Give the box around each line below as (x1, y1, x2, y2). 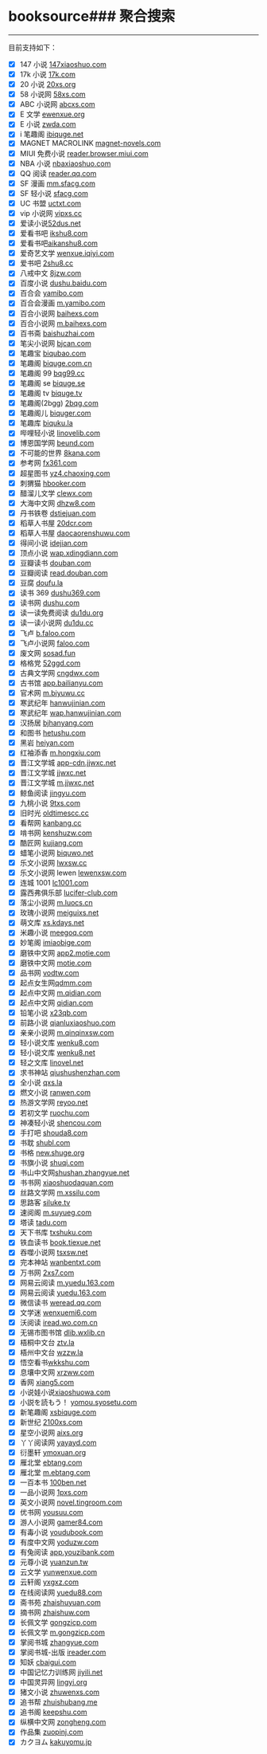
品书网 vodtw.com (19, 967, 79, 977)
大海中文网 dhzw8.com (19, 498, 95, 508)
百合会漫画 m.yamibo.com (19, 298, 106, 308)
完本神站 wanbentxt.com (19, 1258, 102, 1267)
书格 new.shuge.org (19, 1148, 85, 1157)
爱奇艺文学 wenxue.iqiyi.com (19, 249, 114, 258)
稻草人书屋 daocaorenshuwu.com (19, 528, 130, 538)
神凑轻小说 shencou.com (19, 1117, 102, 1128)
